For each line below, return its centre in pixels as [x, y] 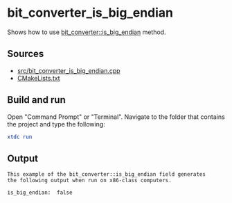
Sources [26, 54]
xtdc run [20, 137]
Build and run [36, 100]
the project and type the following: [56, 124]
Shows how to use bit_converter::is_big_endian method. [87, 32]
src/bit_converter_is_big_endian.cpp [69, 70]
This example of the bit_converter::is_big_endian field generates [107, 174]
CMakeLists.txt [38, 78]
